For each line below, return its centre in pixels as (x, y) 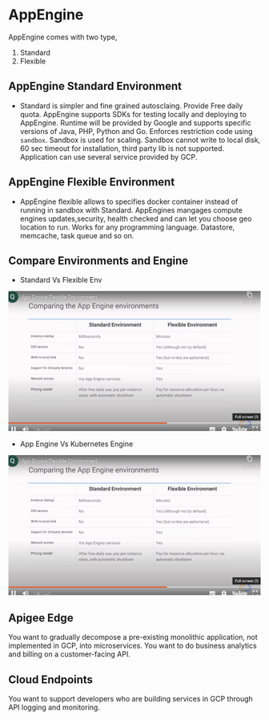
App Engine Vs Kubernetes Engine (76, 444)
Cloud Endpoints (51, 679)
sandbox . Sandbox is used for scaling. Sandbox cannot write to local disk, (140, 140)
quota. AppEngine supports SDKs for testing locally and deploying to (133, 114)
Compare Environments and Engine (98, 260)
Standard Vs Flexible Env (61, 280)
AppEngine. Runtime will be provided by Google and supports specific (135, 123)
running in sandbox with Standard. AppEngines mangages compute (131, 209)
